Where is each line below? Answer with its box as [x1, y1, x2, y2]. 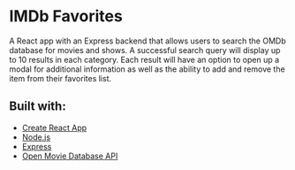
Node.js [21, 131, 51, 143]
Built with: [9, 99, 66, 114]
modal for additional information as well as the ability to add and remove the [9, 64, 285, 74]
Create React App [21, 122, 87, 133]
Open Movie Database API [21, 151, 118, 161]
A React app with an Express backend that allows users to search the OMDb [9, 35, 286, 46]
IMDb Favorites [9, 6, 124, 27]
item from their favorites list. [9, 73, 112, 83]
